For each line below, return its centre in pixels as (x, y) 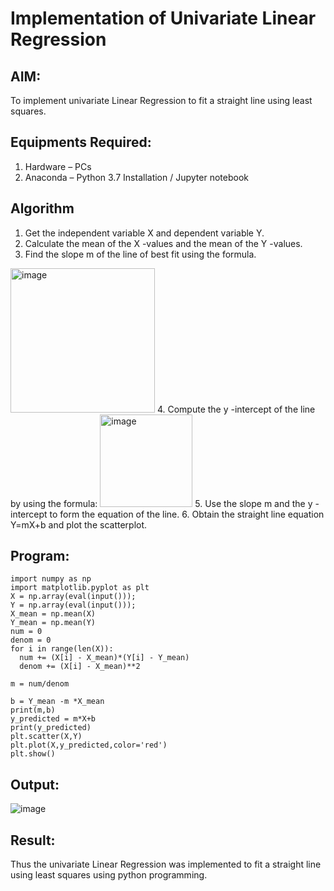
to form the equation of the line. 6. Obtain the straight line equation (187, 514)
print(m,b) (33, 710)
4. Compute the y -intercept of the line (236, 409)
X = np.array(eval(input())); (73, 597)
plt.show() (33, 754)
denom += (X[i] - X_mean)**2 (80, 667)
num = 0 (26, 632)
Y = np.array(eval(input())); (73, 605)
